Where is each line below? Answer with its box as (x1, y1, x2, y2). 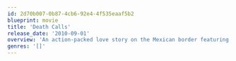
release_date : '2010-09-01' (7, 29, 90, 37)
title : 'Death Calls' (7, 23, 71, 30)
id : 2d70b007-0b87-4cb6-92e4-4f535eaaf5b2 (7, 10, 134, 18)
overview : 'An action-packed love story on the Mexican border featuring (7, 36, 230, 43)
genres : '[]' (7, 43, 46, 50)
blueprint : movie (7, 17, 59, 24)
